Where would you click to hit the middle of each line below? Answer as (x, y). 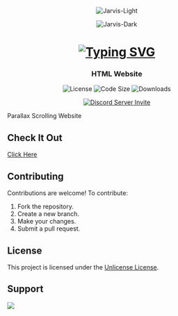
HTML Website (117, 74)
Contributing (35, 176)
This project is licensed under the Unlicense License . (83, 267)
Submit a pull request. (49, 228)
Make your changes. (47, 222)
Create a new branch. (48, 214)
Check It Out (35, 138)
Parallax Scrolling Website (44, 116)
